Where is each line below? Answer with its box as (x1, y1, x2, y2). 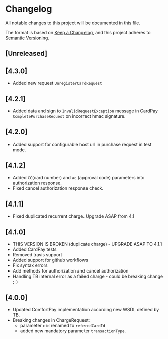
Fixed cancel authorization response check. (12, 185, 104, 191)
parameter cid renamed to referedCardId (20, 323, 106, 329)
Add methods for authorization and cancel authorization (12, 268, 129, 274)
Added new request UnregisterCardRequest (12, 80, 102, 86)
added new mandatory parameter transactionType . (20, 328, 126, 334)
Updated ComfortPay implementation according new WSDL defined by (12, 307, 159, 313)
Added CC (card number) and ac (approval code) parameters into (12, 174, 145, 180)
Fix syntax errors (12, 262, 48, 268)
